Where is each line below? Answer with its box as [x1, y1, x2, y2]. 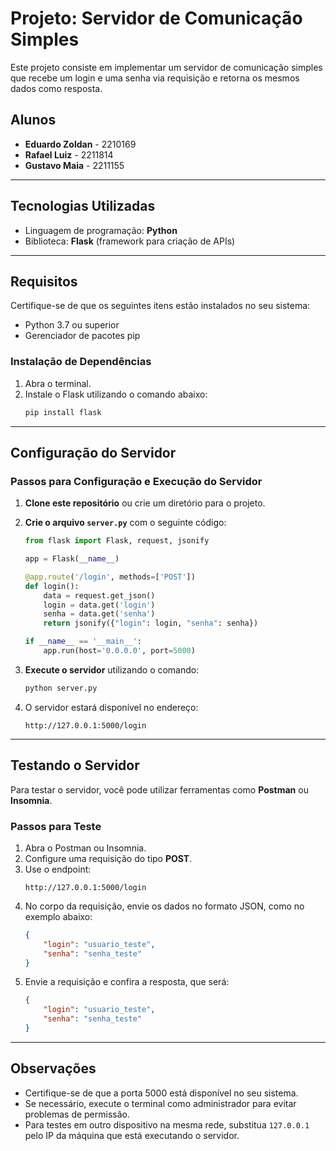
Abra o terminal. [24, 377, 92, 389]
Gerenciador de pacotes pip [24, 330, 141, 342]
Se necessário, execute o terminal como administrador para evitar [24, 1097, 297, 1109]
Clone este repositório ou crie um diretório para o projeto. [24, 497, 266, 509]
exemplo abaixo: [24, 910, 93, 922]
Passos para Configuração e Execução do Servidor [10, 474, 263, 488]
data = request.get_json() [43, 590, 156, 601]
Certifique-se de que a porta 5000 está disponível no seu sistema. [24, 1087, 299, 1099]
